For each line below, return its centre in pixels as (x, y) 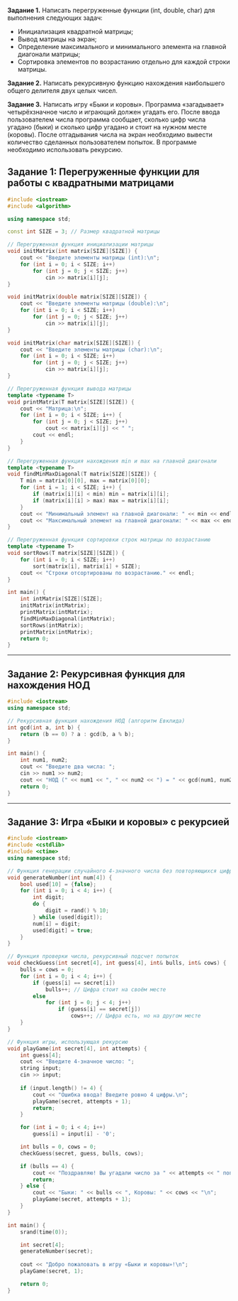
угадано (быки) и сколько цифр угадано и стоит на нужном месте (107, 127)
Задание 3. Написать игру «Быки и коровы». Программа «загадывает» (116, 104)
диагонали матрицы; (49, 54)
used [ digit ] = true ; (63, 930)
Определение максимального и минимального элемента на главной (122, 47)
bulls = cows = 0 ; (47, 970)
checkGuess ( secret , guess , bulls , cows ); (82, 1153)
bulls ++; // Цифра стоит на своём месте (106, 989)
